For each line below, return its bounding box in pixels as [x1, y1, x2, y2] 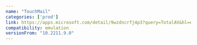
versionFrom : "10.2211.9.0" [5, 30, 75, 36]
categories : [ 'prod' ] [5, 14, 59, 20]
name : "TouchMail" [5, 8, 51, 15]
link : [5, 19, 19, 25]
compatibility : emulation [5, 25, 69, 31]
